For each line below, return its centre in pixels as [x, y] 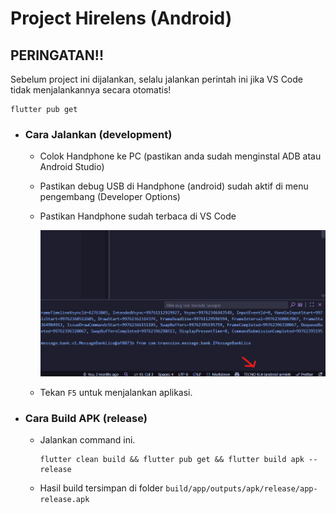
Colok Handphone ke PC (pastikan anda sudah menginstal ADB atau [180, 156]
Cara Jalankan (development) [98, 134]
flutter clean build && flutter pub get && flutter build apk [172, 460]
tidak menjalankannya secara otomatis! [91, 90]
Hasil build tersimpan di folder [101, 488]
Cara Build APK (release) [86, 418]
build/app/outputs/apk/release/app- [241, 489]
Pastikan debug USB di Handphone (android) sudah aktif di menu [174, 186]
